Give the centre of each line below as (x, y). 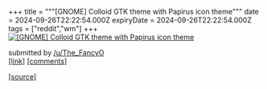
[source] (23, 77)
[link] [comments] (38, 61)
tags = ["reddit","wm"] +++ (53, 28)
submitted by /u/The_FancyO (56, 53)
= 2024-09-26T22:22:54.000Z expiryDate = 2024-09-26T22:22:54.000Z (130, 20)
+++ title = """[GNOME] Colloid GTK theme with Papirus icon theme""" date (133, 12)
